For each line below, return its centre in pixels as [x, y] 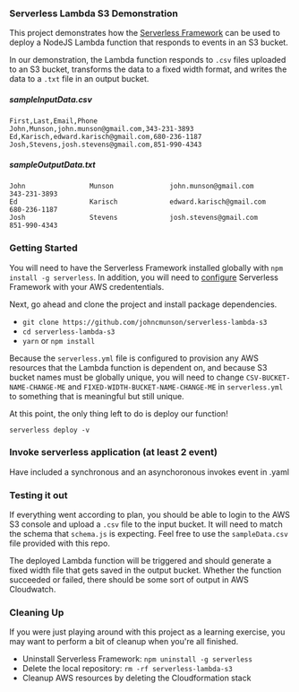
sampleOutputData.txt [52, 164]
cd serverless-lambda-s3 [68, 332]
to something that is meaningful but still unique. [97, 396]
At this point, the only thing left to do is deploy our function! [119, 413]
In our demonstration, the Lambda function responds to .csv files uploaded [148, 60]
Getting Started [43, 248]
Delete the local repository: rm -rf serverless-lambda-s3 [127, 669]
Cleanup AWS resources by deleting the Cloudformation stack [137, 678]
